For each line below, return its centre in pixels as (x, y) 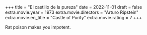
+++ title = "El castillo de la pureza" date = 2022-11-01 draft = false (74, 7)
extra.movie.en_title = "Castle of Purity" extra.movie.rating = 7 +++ (74, 17)
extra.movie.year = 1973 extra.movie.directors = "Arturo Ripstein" (72, 12)
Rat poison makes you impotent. (38, 27)
